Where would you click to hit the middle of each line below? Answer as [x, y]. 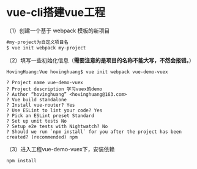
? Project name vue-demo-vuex [45, 82]
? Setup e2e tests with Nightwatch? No [57, 126]
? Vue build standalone [37, 99]
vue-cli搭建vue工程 [56, 13]
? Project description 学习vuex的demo [54, 89]
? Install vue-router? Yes [41, 105]
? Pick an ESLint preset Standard [50, 116]
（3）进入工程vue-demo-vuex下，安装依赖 [61, 149]
